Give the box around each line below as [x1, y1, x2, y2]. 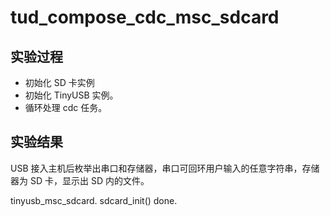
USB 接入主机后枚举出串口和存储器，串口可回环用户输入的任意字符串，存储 [10, 162, 320, 174]
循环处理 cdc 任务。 [24, 102, 108, 113]
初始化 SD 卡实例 [24, 77, 95, 88]
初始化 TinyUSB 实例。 [24, 89, 119, 101]
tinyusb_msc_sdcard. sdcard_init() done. [10, 194, 178, 206]
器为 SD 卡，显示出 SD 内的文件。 [10, 174, 150, 186]
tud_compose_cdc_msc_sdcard [10, 6, 280, 29]
